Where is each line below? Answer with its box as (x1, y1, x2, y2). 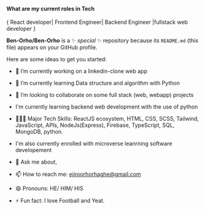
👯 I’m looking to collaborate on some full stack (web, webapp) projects (15, 91, 194, 99)
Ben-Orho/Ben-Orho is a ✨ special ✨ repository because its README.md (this (6, 37, 198, 44)
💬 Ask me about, (15, 158, 57, 165)
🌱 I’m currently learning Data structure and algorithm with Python (15, 80, 180, 87)
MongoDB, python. (15, 128, 63, 135)
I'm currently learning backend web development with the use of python (15, 103, 198, 110)
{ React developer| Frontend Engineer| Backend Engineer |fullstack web (6, 18, 188, 26)
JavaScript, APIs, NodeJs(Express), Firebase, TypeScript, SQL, (15, 121, 175, 129)
